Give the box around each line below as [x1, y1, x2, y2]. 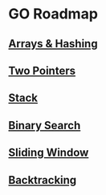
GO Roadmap [8, 5, 99, 23]
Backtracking [8, 173, 77, 187]
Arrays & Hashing [8, 37, 98, 51]
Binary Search [8, 118, 81, 132]
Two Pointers [8, 63, 76, 77]
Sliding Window [8, 146, 89, 160]
